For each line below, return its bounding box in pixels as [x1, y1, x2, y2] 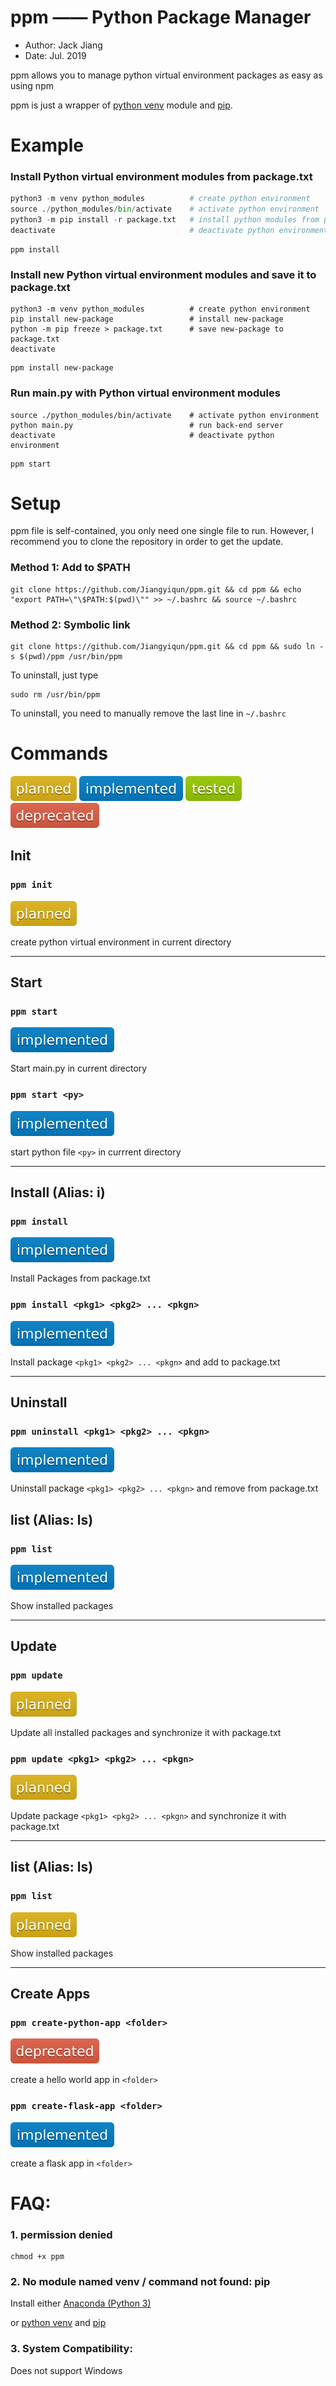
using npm [10, 79, 54, 91]
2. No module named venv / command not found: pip [10, 2275, 271, 2289]
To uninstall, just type [10, 669, 99, 681]
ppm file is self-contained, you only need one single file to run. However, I [10, 525, 315, 537]
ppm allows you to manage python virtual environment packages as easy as [10, 69, 323, 81]
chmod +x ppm [10, 2252, 65, 2262]
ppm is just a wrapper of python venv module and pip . [10, 99, 233, 111]
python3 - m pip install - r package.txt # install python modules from [10, 215, 320, 225]
